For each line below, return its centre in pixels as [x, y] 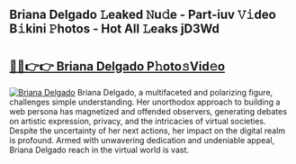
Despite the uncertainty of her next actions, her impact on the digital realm [148, 131]
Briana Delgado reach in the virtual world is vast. [99, 150]
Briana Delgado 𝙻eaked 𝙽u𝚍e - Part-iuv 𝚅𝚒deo [143, 15]
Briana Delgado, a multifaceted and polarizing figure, [175, 92]
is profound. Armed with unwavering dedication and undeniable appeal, [142, 140]
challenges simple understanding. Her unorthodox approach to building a [145, 102]
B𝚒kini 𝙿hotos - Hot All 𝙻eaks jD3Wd [115, 29]
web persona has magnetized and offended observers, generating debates [148, 111]
